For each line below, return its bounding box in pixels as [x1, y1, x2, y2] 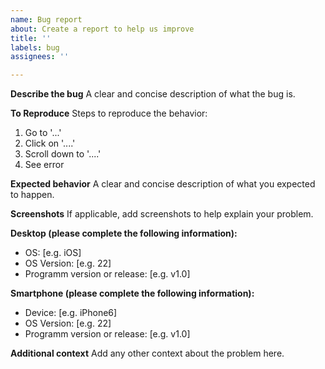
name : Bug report [10, 14, 83, 25]
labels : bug [10, 42, 60, 53]
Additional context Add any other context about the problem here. [10, 347, 285, 360]
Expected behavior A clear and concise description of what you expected [10, 178, 316, 190]
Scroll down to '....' [24, 148, 102, 160]
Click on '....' [24, 137, 76, 150]
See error [24, 159, 65, 171]
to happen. [10, 189, 55, 201]
